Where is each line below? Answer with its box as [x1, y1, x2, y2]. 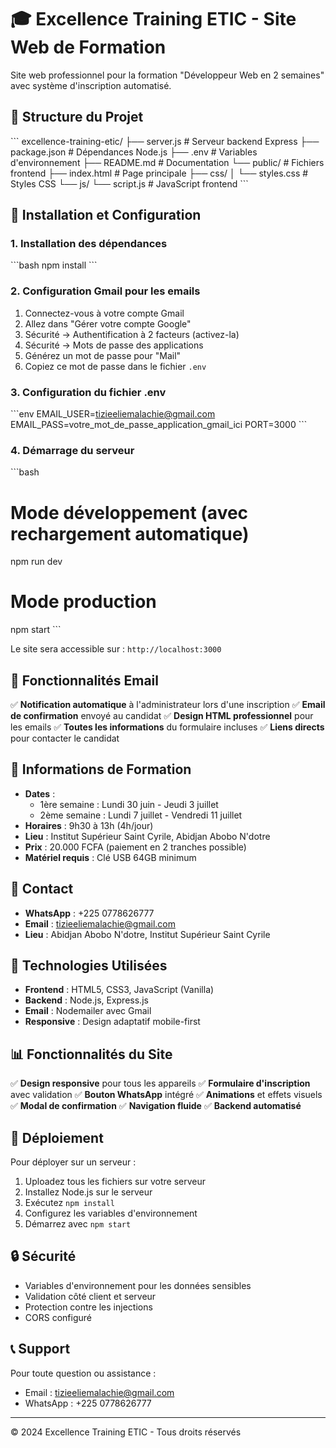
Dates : [24, 787, 56, 800]
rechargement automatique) [10, 522, 250, 545]
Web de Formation [10, 36, 167, 59]
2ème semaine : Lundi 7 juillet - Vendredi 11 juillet [39, 809, 243, 821]
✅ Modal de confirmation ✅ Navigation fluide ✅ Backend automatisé [10, 1100, 302, 1112]
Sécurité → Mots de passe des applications [24, 339, 204, 351]
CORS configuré [24, 1311, 92, 1323]
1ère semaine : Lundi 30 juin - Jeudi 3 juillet [39, 798, 219, 810]
